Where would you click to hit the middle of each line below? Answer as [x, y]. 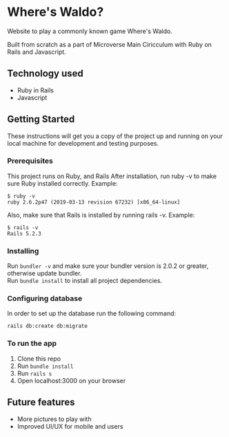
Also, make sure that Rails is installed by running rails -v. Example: [101, 215]
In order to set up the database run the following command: [92, 313]
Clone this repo [39, 358]
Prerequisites [30, 161]
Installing [23, 251]
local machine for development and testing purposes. [83, 143]
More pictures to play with [54, 419]
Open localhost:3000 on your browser [71, 380]
